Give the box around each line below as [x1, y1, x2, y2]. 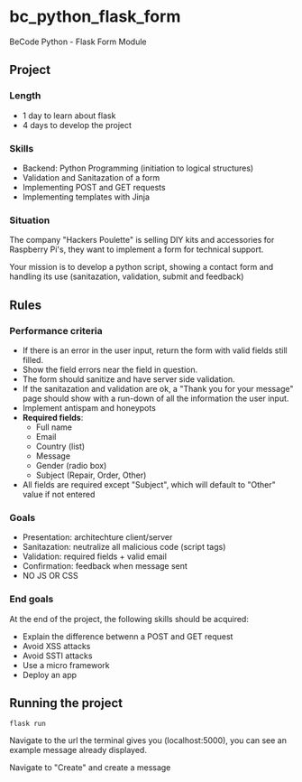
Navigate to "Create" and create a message [9, 762, 171, 773]
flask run [9, 720, 47, 729]
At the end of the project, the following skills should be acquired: [9, 613, 250, 624]
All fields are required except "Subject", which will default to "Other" [22, 479, 277, 489]
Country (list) [35, 441, 86, 452]
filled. [22, 354, 43, 365]
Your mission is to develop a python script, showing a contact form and [9, 262, 274, 273]
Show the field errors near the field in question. [22, 364, 198, 375]
